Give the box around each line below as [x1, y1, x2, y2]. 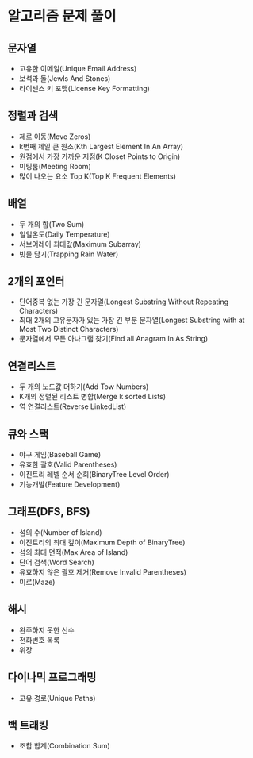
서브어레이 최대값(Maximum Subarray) [18, 239, 142, 248]
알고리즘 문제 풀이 [7, 7, 117, 25]
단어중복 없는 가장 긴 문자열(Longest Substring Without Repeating [18, 297, 229, 306]
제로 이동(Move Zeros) [18, 132, 91, 141]
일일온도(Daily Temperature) [18, 229, 110, 239]
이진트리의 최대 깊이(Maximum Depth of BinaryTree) [18, 537, 186, 547]
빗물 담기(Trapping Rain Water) [18, 249, 119, 259]
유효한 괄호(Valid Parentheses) [18, 460, 117, 469]
